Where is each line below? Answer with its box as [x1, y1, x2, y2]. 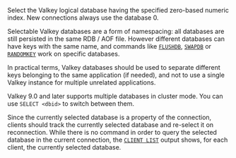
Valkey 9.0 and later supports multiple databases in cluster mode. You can [7, 92, 223, 100]
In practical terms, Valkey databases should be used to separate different [7, 63, 220, 71]
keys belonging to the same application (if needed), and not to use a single [7, 71, 225, 79]
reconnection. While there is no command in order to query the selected [7, 128, 218, 136]
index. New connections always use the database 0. [7, 13, 159, 22]
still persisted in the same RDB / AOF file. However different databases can [7, 35, 225, 43]
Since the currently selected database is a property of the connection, [7, 113, 212, 121]
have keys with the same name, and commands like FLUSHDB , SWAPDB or [7, 42, 212, 50]
